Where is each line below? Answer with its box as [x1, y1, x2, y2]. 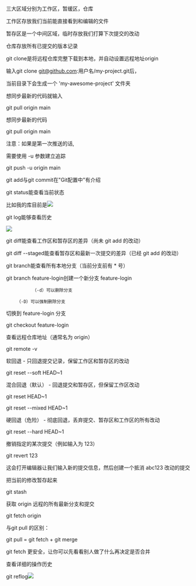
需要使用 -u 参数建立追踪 [6, 153, 66, 160]
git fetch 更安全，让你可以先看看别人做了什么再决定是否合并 [6, 548, 151, 555]
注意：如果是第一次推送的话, [6, 140, 75, 147]
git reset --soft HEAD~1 [6, 369, 63, 376]
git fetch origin [6, 512, 42, 519]
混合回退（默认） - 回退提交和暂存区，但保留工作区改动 [6, 381, 140, 388]
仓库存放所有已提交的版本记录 [6, 43, 78, 49]
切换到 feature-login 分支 [6, 310, 66, 317]
